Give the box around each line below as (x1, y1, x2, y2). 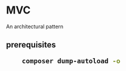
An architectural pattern (6, 23, 63, 30)
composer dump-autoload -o (21, 57, 121, 65)
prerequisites (6, 40, 56, 50)
